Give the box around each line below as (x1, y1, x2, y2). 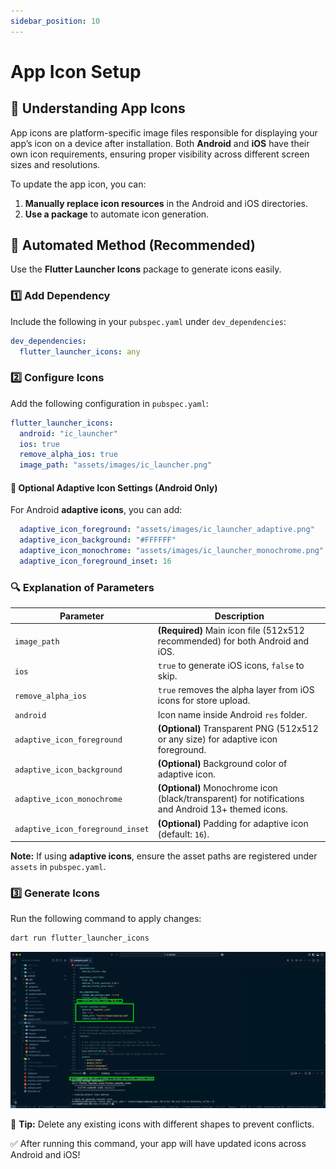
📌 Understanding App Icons (10, 100, 186, 117)
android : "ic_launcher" (19, 428, 118, 439)
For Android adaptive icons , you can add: (10, 504, 183, 516)
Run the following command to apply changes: (10, 913, 202, 925)
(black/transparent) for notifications (157, 793, 305, 805)
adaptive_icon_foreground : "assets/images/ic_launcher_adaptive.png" (19, 525, 315, 535)
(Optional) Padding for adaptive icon (157, 817, 309, 829)
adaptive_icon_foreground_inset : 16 (19, 556, 172, 566)
